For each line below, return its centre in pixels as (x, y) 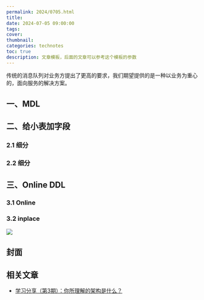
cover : (15, 35)
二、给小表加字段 (38, 126)
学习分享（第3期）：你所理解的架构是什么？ (69, 291)
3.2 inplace (23, 218)
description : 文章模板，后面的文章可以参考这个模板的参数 (71, 57)
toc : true (19, 52)
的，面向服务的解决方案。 (38, 83)
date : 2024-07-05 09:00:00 (40, 23)
